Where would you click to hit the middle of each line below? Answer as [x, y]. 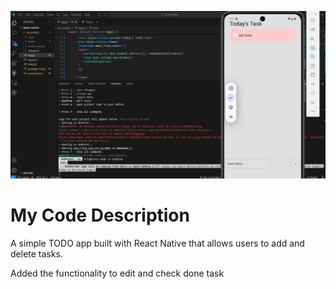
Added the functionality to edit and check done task [117, 273]
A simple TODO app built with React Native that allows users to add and [157, 243]
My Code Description [100, 215]
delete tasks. [36, 254]
